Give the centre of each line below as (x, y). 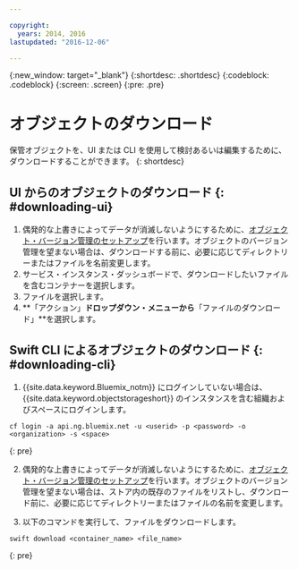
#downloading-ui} (61, 207)
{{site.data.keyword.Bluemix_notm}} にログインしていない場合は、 (145, 386)
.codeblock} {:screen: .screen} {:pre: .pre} (87, 85)
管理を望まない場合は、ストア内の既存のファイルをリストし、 (136, 491)
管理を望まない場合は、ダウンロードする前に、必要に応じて (132, 252)
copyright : (30, 25)
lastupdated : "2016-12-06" (60, 42)
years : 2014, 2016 (52, 34)
